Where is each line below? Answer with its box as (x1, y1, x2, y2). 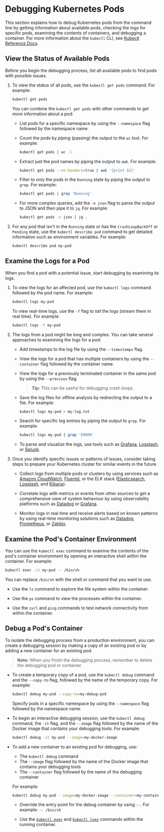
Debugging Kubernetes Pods (5, 3, 124, 15)
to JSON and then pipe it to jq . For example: (19, 205, 108, 211)
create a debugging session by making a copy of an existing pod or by (5, 642, 147, 648)
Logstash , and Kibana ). (19, 481, 66, 487)
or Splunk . (19, 447, 41, 452)
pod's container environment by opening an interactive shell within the (5, 553, 147, 559)
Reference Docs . (5, 40, 39, 46)
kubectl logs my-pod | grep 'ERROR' (19, 432, 94, 438)
